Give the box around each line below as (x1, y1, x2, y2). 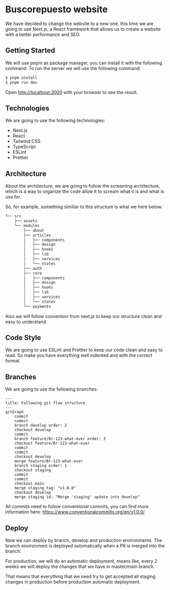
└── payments (23, 304, 51, 309)
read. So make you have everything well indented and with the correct (5, 352, 153, 358)
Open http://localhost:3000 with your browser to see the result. (5, 89, 138, 95)
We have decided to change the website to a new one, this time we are (5, 20, 154, 27)
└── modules (14, 223, 40, 228)
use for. (5, 194, 21, 200)
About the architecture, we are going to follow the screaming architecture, (5, 183, 160, 189)
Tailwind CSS (12, 138, 41, 144)
